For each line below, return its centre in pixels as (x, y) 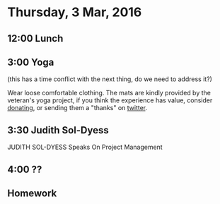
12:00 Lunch (35, 38)
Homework (32, 193)
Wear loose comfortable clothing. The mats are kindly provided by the (109, 93)
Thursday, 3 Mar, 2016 (75, 12)
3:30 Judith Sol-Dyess (58, 130)
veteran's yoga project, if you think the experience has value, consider (110, 100)
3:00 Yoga (31, 62)
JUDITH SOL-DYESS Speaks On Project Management (85, 147)
